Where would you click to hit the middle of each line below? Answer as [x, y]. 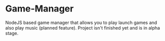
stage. [12, 33]
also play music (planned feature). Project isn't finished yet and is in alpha [83, 27]
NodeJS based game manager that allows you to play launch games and [81, 22]
